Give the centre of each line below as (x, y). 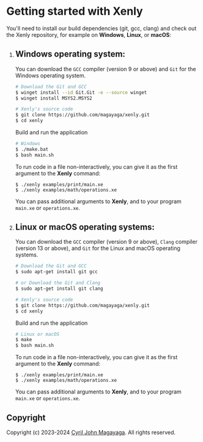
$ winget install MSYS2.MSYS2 (54, 98)
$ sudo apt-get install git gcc (56, 272)
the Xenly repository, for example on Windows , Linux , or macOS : (89, 34)
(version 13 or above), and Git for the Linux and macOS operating (98, 248)
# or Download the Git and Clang (58, 283)
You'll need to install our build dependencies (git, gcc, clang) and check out (102, 28)
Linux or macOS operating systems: (85, 227)
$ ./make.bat (32, 149)
